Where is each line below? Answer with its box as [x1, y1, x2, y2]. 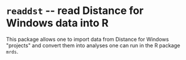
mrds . [6, 48, 19, 55]
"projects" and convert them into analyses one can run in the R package [6, 42, 181, 49]
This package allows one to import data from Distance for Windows [6, 36, 169, 43]
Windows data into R [6, 16, 109, 30]
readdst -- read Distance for [6, 4, 144, 17]
